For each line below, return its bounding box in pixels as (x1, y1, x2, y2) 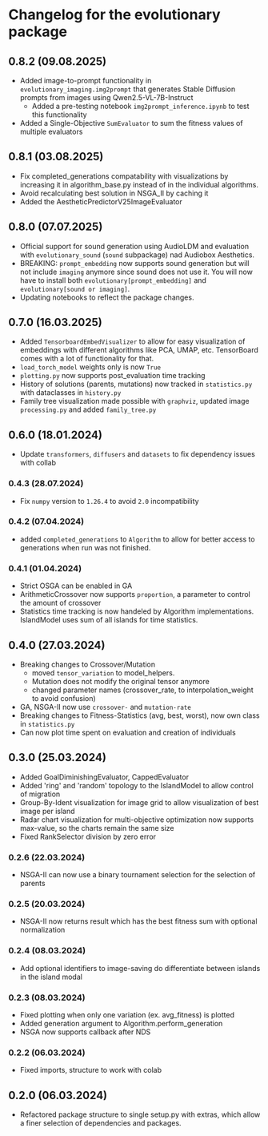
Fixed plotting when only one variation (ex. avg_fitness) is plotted (19, 1009, 234, 1019)
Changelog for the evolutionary (8, 6, 222, 24)
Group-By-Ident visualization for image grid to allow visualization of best (19, 797, 259, 807)
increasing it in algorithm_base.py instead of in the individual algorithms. (19, 179, 258, 189)
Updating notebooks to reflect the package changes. (19, 292, 194, 302)
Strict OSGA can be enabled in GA (19, 581, 133, 590)
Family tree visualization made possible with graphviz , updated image (19, 397, 250, 406)
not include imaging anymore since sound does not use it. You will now (19, 267, 254, 276)
